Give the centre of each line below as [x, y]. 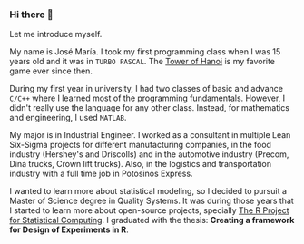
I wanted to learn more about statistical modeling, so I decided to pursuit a [148, 191]
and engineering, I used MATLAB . [68, 118]
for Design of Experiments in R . [69, 229]
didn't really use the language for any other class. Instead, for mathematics [150, 108]
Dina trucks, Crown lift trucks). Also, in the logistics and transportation [141, 164]
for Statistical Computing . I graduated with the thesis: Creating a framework [152, 220]
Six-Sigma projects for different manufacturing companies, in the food [141, 145]
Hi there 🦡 [32, 15]
